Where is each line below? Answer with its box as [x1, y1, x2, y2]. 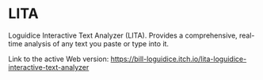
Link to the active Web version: [8, 54, 109, 64]
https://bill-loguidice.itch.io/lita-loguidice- [110, 54, 247, 64]
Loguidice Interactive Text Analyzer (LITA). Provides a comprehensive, [8, 31, 238, 40]
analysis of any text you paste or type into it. [24, 38, 169, 48]
